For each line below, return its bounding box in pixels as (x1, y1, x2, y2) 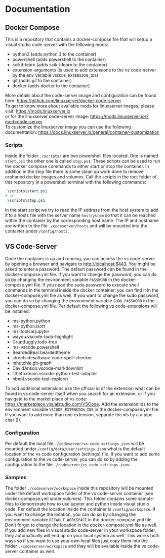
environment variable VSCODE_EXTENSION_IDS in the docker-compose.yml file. (5, 406, 160, 412)
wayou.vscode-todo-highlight (12, 334, 73, 339)
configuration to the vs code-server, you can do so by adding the (5, 456, 138, 462)
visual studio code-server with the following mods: (5, 42, 109, 48)
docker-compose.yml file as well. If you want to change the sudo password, (5, 292, 160, 298)
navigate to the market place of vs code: (5, 395, 87, 402)
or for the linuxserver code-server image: (5, 113, 89, 119)
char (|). (5, 417, 22, 423)
